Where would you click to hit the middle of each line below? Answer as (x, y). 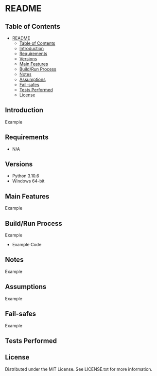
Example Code (27, 245)
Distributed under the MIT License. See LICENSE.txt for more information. (79, 369)
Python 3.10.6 (26, 176)
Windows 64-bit (28, 181)
